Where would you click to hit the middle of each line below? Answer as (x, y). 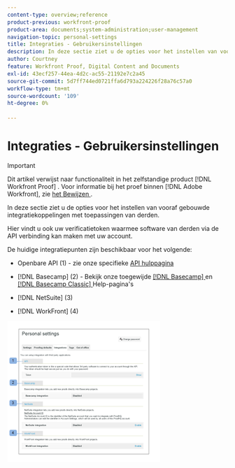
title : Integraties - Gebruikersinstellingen (74, 44)
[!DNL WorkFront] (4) (48, 311)
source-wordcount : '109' (43, 96)
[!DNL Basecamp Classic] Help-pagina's (76, 284)
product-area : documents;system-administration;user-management (103, 29)
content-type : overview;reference (58, 15)
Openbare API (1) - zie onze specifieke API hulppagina (95, 263)
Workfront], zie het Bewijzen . (50, 194)
